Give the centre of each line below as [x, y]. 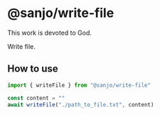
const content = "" [36, 98]
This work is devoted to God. [50, 33]
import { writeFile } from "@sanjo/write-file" [79, 85]
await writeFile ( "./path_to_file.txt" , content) [81, 104]
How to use [33, 69]
